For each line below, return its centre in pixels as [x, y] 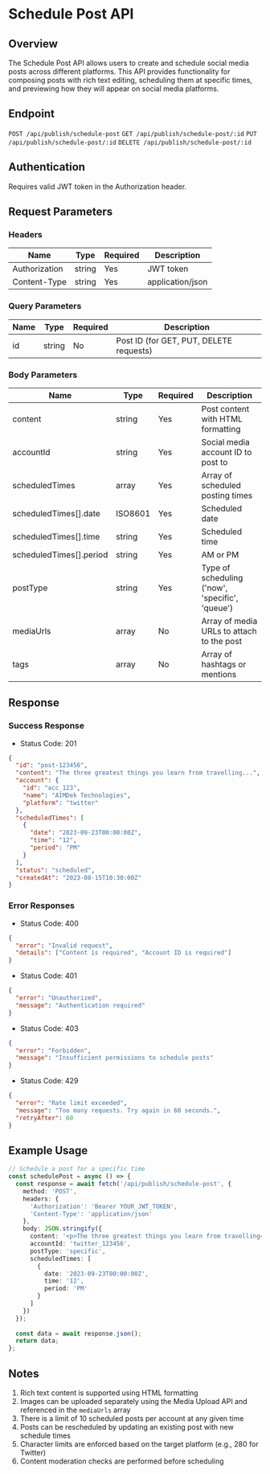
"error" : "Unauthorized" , [59, 998]
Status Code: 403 [49, 1028]
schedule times [45, 1435]
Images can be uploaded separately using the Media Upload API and [133, 1402]
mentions [219, 674]
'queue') [217, 608]
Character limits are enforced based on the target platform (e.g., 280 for [139, 1444]
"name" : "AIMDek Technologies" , [77, 795]
